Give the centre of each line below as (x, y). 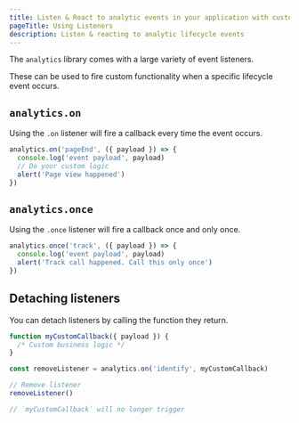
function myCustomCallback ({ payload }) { (89, 336)
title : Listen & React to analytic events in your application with (139, 17)
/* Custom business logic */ (71, 345)
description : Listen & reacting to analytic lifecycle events (127, 34)
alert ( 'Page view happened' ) (71, 175)
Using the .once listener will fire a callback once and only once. (125, 230)
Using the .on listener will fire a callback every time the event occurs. (136, 134)
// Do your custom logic (63, 166)
